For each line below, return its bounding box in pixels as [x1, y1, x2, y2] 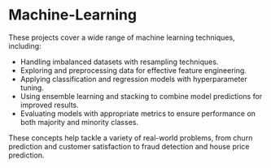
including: [8, 41, 42, 50]
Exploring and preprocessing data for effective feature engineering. [20, 65, 247, 75]
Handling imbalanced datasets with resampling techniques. [20, 57, 219, 67]
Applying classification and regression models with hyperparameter [20, 74, 248, 84]
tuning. [20, 83, 45, 93]
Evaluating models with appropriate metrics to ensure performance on [20, 108, 256, 118]
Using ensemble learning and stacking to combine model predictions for [20, 91, 263, 101]
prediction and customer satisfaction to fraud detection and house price [8, 141, 250, 151]
